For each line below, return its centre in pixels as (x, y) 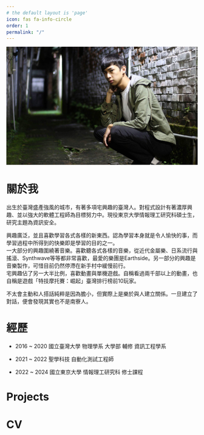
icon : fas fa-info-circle (39, 19)
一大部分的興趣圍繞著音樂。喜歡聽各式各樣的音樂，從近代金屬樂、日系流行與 (102, 250)
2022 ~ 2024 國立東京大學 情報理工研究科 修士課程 (79, 372)
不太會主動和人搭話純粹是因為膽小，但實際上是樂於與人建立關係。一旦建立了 (102, 293)
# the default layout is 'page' (47, 13)
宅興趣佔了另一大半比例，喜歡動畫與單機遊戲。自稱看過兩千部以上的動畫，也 (102, 273)
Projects (28, 396)
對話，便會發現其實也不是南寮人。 (49, 301)
